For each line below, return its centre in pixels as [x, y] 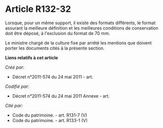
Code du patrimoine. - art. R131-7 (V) [50, 115]
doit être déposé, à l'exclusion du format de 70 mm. [58, 33]
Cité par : [14, 105]
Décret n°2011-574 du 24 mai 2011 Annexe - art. [61, 96]
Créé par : [15, 67]
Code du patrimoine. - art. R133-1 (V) [50, 120]
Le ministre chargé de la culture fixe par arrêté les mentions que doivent [79, 43]
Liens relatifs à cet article [32, 57]
